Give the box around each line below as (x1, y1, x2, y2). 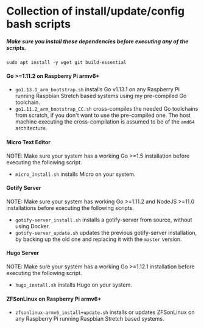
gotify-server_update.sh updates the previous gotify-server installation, (15, 229, 197, 236)
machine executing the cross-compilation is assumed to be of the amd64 (15, 118, 195, 125)
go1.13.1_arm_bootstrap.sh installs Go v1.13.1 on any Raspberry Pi (15, 86, 180, 93)
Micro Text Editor (6, 138, 51, 145)
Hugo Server (6, 249, 40, 257)
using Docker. (15, 222, 51, 229)
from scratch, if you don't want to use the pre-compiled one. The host (15, 111, 191, 119)
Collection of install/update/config (6, 4, 185, 18)
